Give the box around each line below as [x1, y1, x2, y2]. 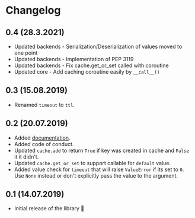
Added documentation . [14, 134, 71, 141]
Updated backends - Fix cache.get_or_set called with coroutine [14, 62, 170, 69]
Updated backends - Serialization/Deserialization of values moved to [14, 43, 183, 50]
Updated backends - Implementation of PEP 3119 [14, 56, 134, 62]
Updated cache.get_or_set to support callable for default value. [14, 159, 171, 166]
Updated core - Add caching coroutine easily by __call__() [14, 68, 160, 75]
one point [14, 49, 38, 56]
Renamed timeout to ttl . [14, 101, 75, 108]
